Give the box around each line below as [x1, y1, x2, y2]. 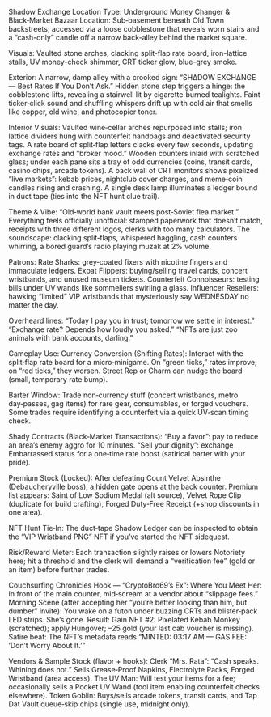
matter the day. [8, 300, 59, 310]
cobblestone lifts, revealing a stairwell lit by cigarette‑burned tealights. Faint [8, 90, 260, 100]
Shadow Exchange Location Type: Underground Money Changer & [8, 7, 231, 16]
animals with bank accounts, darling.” [8, 333, 133, 342]
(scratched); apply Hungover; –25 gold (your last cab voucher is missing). [8, 623, 254, 633]
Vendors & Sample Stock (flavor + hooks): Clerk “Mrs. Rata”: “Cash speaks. [8, 656, 260, 666]
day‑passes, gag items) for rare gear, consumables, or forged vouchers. [8, 399, 248, 408]
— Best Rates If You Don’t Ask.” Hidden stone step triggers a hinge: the [8, 81, 245, 91]
